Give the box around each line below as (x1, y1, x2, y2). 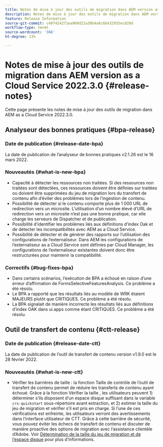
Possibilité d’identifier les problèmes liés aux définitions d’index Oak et (12, 221, 153, 227)
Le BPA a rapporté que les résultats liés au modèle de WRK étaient (12, 291, 145, 297)
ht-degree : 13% (5, 35, 36, 39)
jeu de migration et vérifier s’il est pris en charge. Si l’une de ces (12, 406, 141, 411)
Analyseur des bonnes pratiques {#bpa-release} (5, 126, 155, 134)
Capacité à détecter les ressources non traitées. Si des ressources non (12, 179, 154, 185)
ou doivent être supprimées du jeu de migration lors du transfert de (12, 190, 147, 196)
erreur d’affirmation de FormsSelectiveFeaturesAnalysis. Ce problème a (12, 281, 155, 286)
